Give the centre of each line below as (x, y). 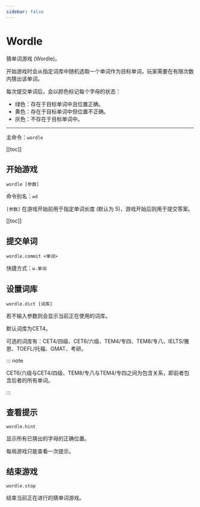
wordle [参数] (23, 185)
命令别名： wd (22, 196)
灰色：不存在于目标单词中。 (49, 119)
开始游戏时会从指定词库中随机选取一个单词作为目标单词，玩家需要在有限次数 (100, 71)
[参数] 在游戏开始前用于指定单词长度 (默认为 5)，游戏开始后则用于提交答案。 (100, 209)
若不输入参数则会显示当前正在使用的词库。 (58, 316)
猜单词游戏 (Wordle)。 (33, 58)
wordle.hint (21, 426)
